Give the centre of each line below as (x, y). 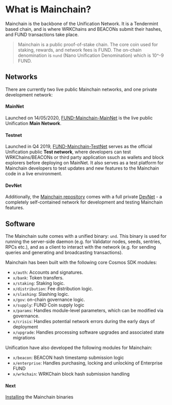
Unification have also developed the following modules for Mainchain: (79, 348)
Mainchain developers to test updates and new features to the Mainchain (82, 168)
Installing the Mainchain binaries (39, 397)
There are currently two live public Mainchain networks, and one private (81, 89)
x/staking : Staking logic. (39, 283)
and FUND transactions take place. (42, 34)
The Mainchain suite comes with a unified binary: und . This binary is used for (86, 236)
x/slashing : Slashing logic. (41, 294)
